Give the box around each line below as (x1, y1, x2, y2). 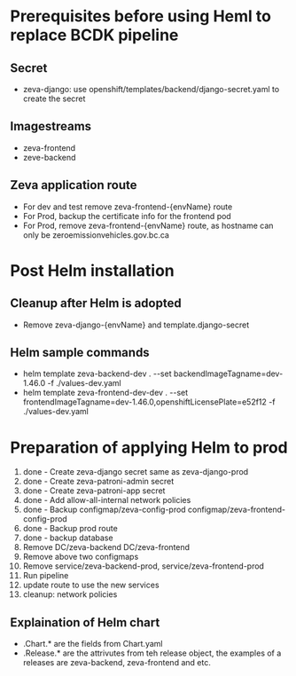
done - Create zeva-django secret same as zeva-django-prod (22, 467, 249, 477)
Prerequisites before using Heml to (10, 6, 271, 27)
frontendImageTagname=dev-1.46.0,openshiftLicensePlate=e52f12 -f (22, 397, 276, 407)
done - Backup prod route (22, 523, 118, 534)
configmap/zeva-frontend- (187, 504, 286, 515)
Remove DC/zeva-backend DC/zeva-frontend (22, 542, 190, 553)
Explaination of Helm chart (10, 615, 160, 630)
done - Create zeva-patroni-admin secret (22, 476, 175, 487)
